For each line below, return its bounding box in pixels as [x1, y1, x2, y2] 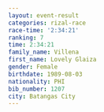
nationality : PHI [8, 77, 65, 85]
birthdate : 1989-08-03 [8, 70, 83, 78]
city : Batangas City [8, 92, 76, 100]
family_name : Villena [8, 48, 80, 56]
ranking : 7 [8, 33, 44, 42]
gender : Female [8, 63, 58, 71]
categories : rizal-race [8, 19, 87, 27]
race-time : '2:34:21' [8, 26, 80, 34]
